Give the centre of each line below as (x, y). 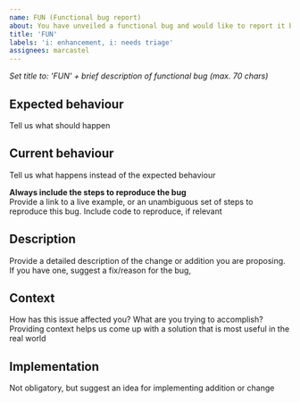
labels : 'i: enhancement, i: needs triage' (92, 42)
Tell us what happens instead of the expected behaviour (112, 175)
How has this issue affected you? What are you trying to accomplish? (136, 320)
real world (28, 339)
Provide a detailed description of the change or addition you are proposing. (147, 260)
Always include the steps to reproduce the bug (98, 192)
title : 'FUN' (33, 34)
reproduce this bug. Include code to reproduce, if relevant (116, 211)
